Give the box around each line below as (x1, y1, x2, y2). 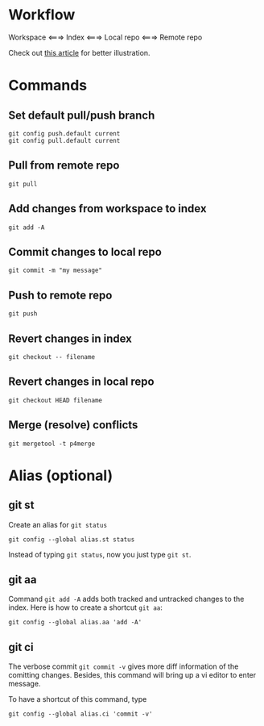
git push (8, 310, 38, 318)
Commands (8, 77, 88, 94)
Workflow (8, 6, 76, 24)
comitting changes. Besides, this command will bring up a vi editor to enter (8, 670, 257, 680)
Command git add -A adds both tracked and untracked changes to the (8, 595, 245, 604)
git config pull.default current (8, 136, 121, 144)
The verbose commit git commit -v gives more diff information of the (8, 661, 239, 671)
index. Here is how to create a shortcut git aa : (8, 603, 163, 612)
